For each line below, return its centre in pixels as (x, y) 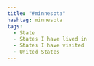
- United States (36, 52)
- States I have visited (49, 45)
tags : (15, 26)
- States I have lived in (50, 39)
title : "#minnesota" (37, 13)
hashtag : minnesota (35, 20)
